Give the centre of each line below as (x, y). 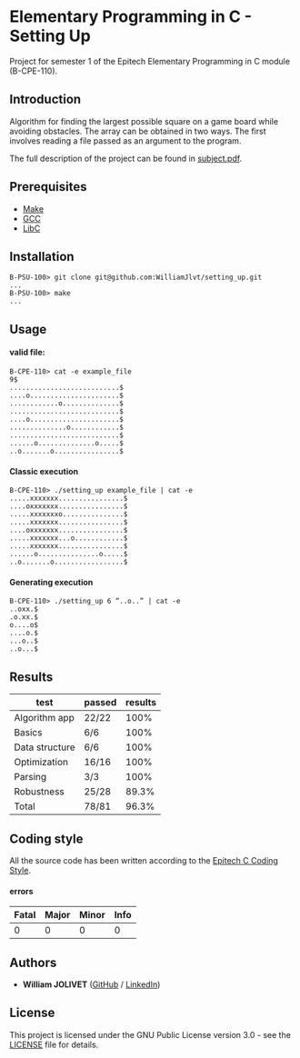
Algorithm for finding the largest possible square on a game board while (144, 121)
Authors (33, 962)
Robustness (40, 792)
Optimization (41, 763)
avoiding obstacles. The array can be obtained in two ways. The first (138, 131)
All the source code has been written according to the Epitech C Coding (144, 860)
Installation (42, 256)
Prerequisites (48, 187)
